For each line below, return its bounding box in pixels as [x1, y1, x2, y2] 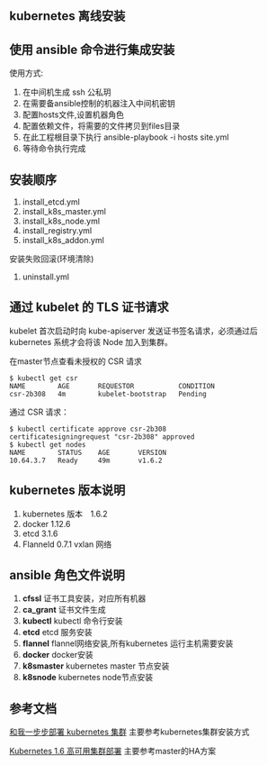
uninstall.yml [22, 271, 70, 282]
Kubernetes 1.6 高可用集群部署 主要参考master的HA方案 [9, 746, 217, 757]
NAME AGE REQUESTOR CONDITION [9, 381, 216, 390]
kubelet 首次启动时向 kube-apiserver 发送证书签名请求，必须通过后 [9, 325, 258, 336]
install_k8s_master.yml [22, 206, 106, 217]
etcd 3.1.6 [22, 528, 58, 539]
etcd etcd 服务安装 [22, 627, 93, 638]
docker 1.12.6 [22, 518, 71, 529]
